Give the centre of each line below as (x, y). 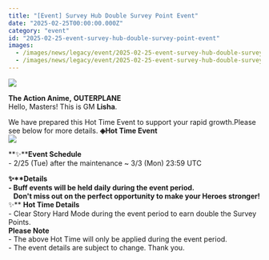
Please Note (29, 230)
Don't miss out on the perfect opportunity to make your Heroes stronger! (137, 196)
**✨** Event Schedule (45, 154)
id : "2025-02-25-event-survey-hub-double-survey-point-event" (114, 38)
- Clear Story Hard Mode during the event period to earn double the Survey (132, 214)
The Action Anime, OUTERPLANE (65, 98)
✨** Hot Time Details (44, 204)
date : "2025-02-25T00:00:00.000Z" (66, 23)
